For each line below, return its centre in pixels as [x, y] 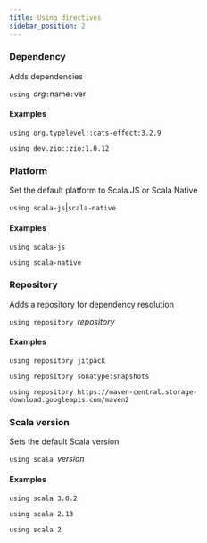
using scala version [47, 459]
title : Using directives [55, 17]
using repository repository [62, 321]
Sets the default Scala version [64, 441]
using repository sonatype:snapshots [79, 376]
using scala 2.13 [41, 514]
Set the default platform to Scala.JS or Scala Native [103, 190]
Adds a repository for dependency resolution [91, 304]
